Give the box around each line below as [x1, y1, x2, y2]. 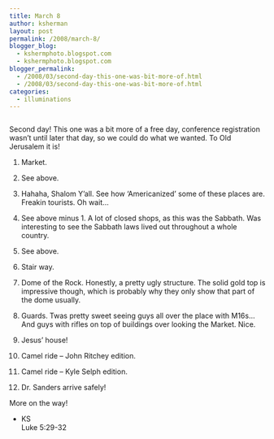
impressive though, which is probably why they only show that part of [20, 286, 255, 297]
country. [20, 231, 50, 241]
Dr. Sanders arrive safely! [20, 383, 107, 393]
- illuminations [16, 95, 72, 103]
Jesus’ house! [20, 335, 68, 346]
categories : [9, 87, 50, 96]
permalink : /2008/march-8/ [9, 34, 101, 43]
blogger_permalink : [9, 65, 76, 73]
